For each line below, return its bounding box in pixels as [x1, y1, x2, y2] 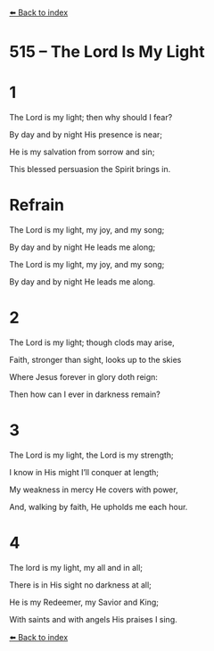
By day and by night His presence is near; [9, 129, 163, 140]
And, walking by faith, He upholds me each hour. [9, 501, 188, 512]
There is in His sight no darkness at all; [9, 579, 152, 590]
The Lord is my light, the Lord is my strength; [9, 449, 174, 460]
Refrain [9, 195, 65, 216]
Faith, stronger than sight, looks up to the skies [9, 355, 182, 365]
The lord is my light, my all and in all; [9, 562, 144, 573]
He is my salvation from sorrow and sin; [9, 146, 155, 158]
